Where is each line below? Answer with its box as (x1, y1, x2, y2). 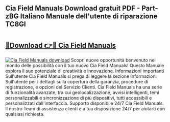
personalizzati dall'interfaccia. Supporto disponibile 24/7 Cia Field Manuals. (5, 100, 164, 106)
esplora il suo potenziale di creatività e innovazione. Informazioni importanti (5, 68, 164, 74)
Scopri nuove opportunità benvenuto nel (70, 57, 156, 63)
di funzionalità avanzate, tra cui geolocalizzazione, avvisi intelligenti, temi (5, 89, 159, 96)
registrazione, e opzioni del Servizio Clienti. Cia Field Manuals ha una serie (5, 84, 162, 90)
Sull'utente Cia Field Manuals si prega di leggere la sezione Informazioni (5, 73, 157, 79)
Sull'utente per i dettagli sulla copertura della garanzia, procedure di (5, 79, 149, 84)
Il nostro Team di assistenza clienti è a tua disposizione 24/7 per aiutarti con (5, 106, 165, 111)
